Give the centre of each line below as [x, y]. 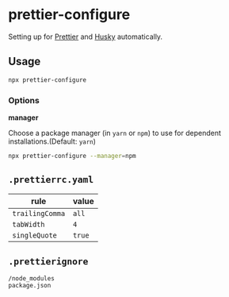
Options [24, 100]
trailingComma [39, 213]
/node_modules [32, 279]
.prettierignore [48, 261]
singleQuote [35, 235]
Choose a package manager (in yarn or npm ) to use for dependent [115, 133]
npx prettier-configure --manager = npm [72, 156]
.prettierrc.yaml [51, 180]
